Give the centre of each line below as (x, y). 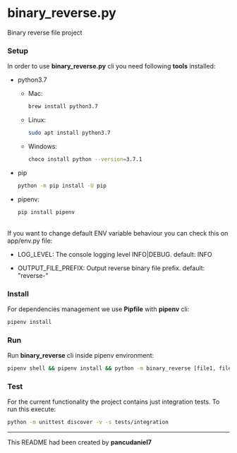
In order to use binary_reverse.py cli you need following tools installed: (111, 66)
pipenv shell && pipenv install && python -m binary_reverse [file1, (112, 368)
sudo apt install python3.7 (69, 133)
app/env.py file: (30, 241)
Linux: (37, 120)
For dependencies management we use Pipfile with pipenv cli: (98, 309)
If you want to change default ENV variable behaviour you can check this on (118, 233)
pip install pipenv (46, 212)
